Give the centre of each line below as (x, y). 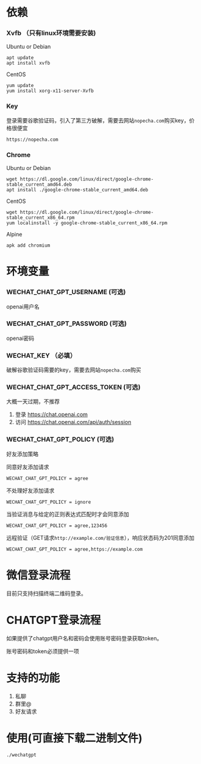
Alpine (14, 235)
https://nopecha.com (33, 140)
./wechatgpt (21, 755)
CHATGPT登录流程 (54, 620)
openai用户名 (23, 306)
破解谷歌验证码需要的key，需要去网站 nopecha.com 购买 (74, 370)
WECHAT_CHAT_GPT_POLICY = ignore (49, 502)
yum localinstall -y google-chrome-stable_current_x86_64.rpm (87, 223)
